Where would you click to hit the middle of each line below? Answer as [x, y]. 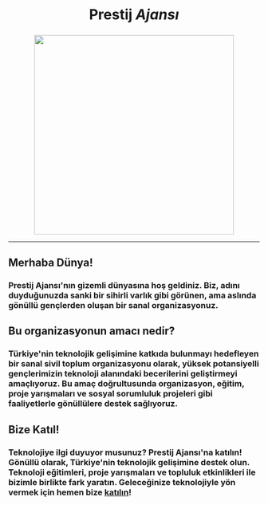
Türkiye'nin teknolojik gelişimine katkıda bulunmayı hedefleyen [134, 354]
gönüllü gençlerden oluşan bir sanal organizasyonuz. [113, 305]
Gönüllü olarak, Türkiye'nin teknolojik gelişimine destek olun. [129, 462]
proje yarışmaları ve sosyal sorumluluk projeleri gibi [110, 394]
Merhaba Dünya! [51, 262]
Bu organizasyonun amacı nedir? [92, 331]
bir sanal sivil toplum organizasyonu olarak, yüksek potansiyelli [134, 364]
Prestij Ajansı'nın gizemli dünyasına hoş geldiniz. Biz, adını [124, 285]
